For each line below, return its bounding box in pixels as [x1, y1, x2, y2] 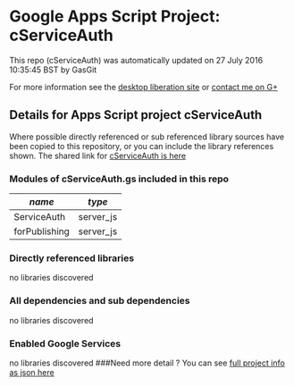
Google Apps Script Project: [9, 6, 221, 27]
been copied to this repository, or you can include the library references [9, 140, 274, 151]
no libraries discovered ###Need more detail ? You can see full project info [9, 357, 286, 368]
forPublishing [13, 225, 70, 238]
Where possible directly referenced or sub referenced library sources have [9, 131, 284, 142]
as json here [9, 366, 55, 377]
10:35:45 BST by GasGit [9, 64, 97, 75]
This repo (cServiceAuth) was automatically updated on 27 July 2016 [9, 55, 264, 65]
